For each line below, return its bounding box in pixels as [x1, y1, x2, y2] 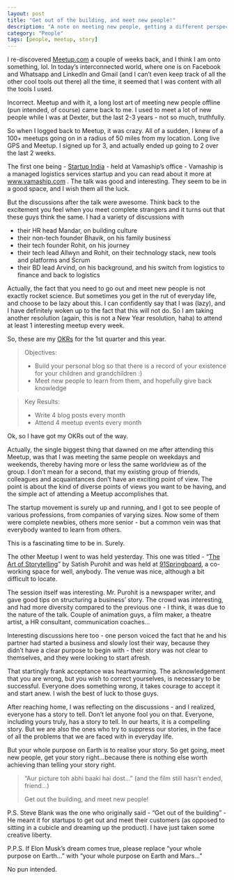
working [7, 567, 31, 576]
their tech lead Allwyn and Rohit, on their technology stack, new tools [17, 249, 217, 257]
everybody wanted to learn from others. [7, 525, 122, 534]
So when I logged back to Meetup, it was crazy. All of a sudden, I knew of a [7, 127, 224, 135]
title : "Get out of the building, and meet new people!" [7, 17, 176, 24]
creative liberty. [7, 831, 52, 840]
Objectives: [24, 348, 57, 357]
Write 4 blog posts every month [34, 411, 125, 419]
